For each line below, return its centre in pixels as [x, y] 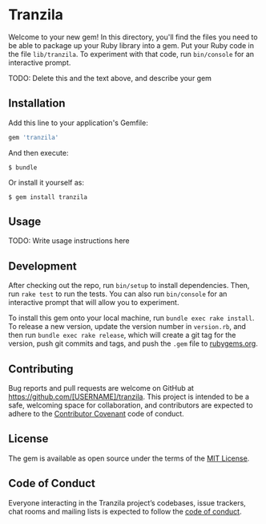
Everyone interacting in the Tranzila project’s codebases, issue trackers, [127, 502]
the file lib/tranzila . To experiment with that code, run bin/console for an [131, 54]
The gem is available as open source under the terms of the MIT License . [129, 458]
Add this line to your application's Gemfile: [78, 123]
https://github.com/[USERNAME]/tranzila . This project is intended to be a [129, 397]
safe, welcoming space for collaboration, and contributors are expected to [131, 405]
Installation [37, 103]
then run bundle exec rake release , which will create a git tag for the [122, 335]
